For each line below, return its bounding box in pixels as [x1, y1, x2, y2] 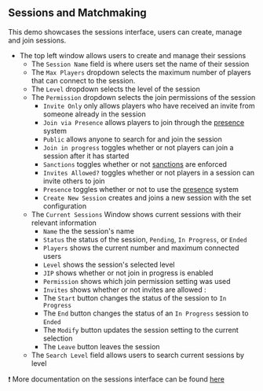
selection [42, 334, 73, 343]
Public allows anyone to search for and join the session [42, 134, 222, 144]
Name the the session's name [42, 226, 135, 235]
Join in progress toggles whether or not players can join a [42, 142, 234, 152]
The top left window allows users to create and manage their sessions [19, 50, 247, 60]
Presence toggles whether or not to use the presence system [42, 184, 239, 194]
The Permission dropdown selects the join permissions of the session [31, 92, 256, 101]
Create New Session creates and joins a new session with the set [42, 193, 252, 202]
